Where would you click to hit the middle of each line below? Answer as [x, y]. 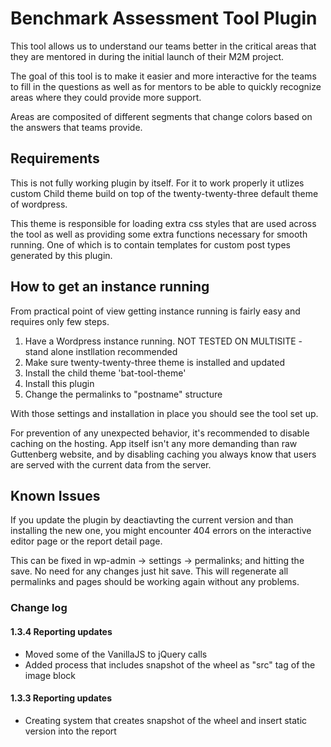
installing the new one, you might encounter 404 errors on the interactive [161, 531]
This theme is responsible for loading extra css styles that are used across [163, 223]
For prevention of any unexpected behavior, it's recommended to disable [160, 433]
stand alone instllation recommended [101, 351]
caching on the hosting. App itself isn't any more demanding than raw [154, 443]
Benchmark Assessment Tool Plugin [164, 18]
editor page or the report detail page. [86, 541]
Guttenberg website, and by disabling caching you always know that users [163, 454]
